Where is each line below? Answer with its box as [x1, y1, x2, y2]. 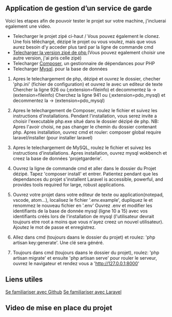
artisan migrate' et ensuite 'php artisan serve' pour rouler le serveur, [12, 255, 158, 261]
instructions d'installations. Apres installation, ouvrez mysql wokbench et [12, 150, 167, 156]
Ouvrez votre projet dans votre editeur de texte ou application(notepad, [12, 192, 164, 198]
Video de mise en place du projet [5, 304, 112, 312]
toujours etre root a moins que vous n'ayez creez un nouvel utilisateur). [12, 219, 164, 225]
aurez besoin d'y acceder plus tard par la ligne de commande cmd [12, 44, 154, 50]
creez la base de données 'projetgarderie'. [12, 155, 103, 161]
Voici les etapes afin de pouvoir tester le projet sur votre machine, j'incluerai [5, 17, 166, 24]
